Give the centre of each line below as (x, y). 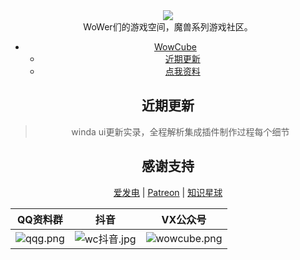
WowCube (175, 47)
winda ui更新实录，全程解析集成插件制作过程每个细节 (180, 131)
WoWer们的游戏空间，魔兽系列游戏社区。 (168, 27)
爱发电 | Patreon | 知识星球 (168, 192)
